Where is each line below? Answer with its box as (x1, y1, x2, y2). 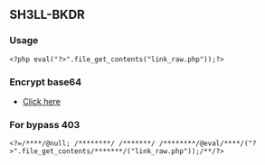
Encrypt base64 (9, 76, 82, 88)
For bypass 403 (9, 118, 80, 131)
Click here (22, 96, 62, 106)
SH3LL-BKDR (9, 7, 86, 23)
